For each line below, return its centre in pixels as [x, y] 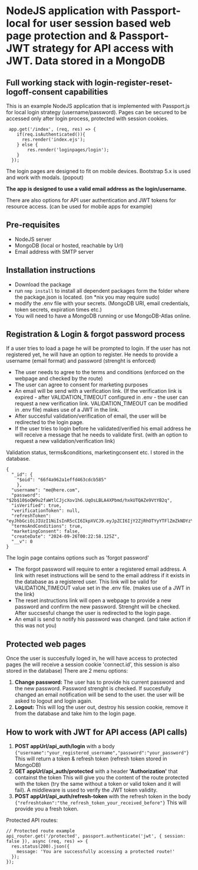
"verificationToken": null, [46, 511]
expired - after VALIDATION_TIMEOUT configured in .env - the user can [101, 397]
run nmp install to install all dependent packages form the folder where [102, 290]
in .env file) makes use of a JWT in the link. [67, 410]
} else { [27, 145]
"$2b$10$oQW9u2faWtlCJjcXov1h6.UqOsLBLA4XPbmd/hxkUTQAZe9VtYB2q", [89, 501]
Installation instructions [51, 270]
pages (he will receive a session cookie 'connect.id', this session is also [93, 664]
